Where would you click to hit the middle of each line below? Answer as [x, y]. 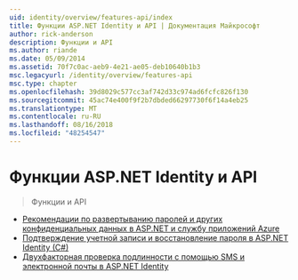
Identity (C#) [45, 247]
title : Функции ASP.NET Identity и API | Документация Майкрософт [135, 26]
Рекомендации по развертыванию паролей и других [122, 219]
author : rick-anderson [51, 34]
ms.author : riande [43, 51]
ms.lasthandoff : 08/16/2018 [61, 125]
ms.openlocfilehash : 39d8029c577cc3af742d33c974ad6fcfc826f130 [129, 92]
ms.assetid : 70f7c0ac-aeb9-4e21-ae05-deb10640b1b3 [105, 68]
